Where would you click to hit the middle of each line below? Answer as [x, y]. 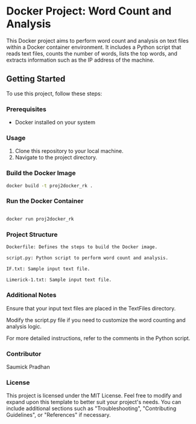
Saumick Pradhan [28, 367]
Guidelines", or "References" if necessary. [58, 415]
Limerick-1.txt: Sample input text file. [59, 280]
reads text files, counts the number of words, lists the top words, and [92, 53]
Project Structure [32, 234]
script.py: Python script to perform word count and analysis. [87, 258]
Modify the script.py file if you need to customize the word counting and [96, 320]
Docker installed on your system [55, 123]
